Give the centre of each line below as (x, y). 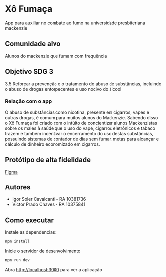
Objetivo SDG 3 (29, 71)
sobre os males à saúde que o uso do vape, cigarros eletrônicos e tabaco (80, 128)
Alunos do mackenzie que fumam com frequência (56, 56)
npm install (17, 241)
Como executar (29, 220)
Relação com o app (28, 101)
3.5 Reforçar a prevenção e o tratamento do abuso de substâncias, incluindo (83, 84)
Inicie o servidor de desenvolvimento (43, 251)
